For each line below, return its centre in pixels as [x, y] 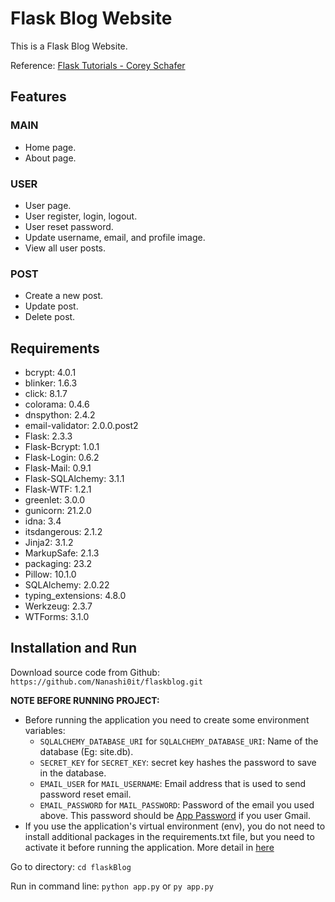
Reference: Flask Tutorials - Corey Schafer [98, 65]
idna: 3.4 [43, 521]
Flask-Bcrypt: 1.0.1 [62, 447]
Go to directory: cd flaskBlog [71, 866]
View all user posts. [65, 248]
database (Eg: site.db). [86, 751]
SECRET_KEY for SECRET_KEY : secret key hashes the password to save [178, 762]
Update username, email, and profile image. [115, 237]
